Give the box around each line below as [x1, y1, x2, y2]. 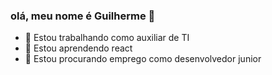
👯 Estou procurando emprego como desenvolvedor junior [24, 53, 262, 65]
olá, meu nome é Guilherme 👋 [10, 9, 156, 23]
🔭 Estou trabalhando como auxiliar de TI [24, 32, 190, 44]
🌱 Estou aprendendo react [24, 42, 133, 54]
